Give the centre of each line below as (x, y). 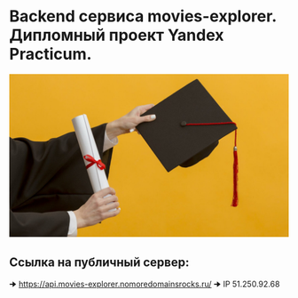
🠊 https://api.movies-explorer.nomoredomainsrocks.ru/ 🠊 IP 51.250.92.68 (145, 284)
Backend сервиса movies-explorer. (143, 16)
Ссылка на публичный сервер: (99, 262)
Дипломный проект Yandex (117, 35)
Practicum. (51, 54)
